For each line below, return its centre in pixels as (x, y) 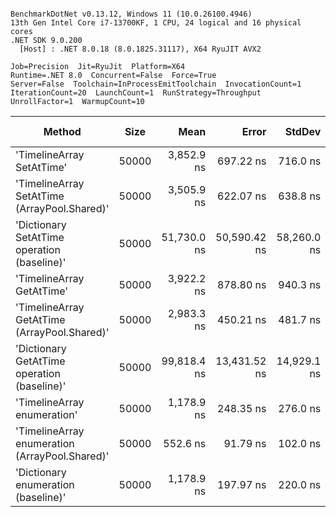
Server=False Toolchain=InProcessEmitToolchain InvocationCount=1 (156, 84)
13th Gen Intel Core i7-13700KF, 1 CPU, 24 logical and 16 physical (156, 23)
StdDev (303, 131)
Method (62, 131)
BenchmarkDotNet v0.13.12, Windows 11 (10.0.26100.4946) (131, 14)
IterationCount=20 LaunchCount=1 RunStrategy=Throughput (136, 93)
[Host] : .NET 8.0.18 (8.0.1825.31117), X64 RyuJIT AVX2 (140, 49)
